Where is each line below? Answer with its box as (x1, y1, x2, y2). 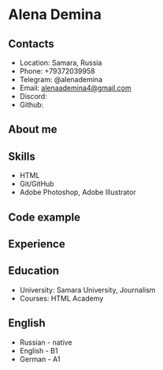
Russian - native (19, 338, 72, 347)
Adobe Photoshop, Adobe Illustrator (19, 187, 136, 197)
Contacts (8, 37, 55, 51)
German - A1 (19, 354, 61, 364)
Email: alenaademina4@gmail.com (19, 83, 132, 92)
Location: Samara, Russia (19, 58, 102, 67)
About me (8, 123, 57, 136)
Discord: (19, 92, 47, 100)
